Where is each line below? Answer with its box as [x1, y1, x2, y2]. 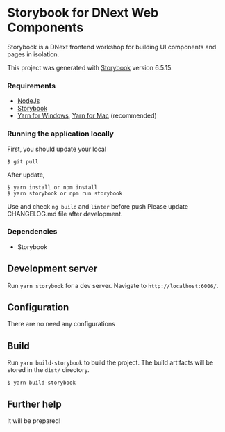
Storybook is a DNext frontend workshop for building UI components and [7, 42, 217, 51]
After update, [7, 170, 45, 179]
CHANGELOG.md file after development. [7, 209, 123, 218]
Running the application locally [7, 129, 115, 138]
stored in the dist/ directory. [7, 366, 90, 374]
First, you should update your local [7, 145, 106, 153]
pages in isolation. [7, 50, 60, 58]
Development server [7, 263, 98, 275]
